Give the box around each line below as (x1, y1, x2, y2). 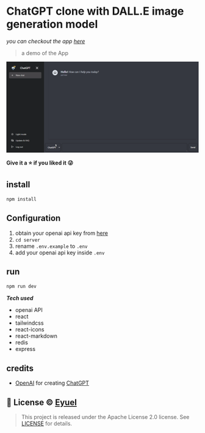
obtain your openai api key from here (15, 229, 109, 237)
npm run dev (6, 283, 37, 290)
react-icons (15, 326, 45, 333)
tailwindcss (15, 319, 44, 327)
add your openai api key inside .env (15, 249, 105, 256)
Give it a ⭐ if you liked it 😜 (6, 159, 74, 166)
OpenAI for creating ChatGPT (15, 379, 90, 387)
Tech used (6, 295, 34, 302)
